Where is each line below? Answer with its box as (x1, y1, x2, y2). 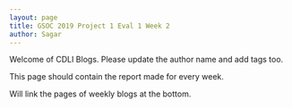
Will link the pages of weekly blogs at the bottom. (9, 88, 192, 99)
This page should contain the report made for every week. (9, 71, 224, 82)
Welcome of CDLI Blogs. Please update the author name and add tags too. (9, 54, 284, 65)
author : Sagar (9, 29, 63, 38)
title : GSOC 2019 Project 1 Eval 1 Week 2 (9, 21, 170, 30)
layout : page (9, 12, 58, 22)
